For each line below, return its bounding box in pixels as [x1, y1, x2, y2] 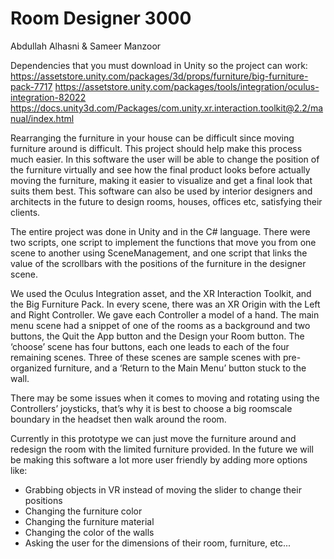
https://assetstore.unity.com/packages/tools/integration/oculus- [54, 80, 320, 92]
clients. [10, 206, 41, 218]
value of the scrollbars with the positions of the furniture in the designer [10, 257, 307, 269]
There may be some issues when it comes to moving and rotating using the [10, 392, 320, 404]
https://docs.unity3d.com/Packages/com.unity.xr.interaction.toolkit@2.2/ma [10, 102, 324, 114]
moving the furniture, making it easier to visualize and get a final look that [10, 174, 313, 186]
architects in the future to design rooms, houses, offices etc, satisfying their [10, 195, 323, 207]
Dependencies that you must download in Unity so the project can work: [10, 59, 308, 71]
